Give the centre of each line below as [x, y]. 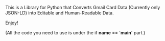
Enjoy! [12, 23]
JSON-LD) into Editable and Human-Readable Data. [60, 13]
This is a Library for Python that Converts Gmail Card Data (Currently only [83, 7]
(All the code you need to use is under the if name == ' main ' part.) [75, 33]
